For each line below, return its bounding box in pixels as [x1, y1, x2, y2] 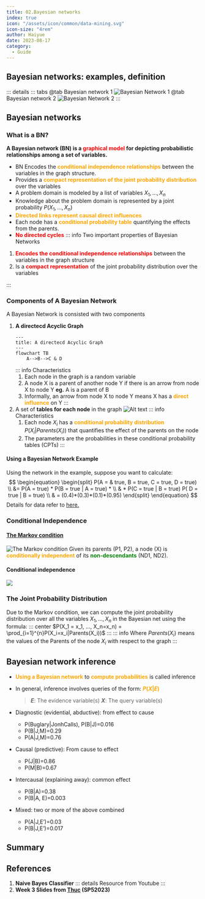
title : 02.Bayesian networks [6, 9, 81, 15]
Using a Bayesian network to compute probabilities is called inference [15, 673, 196, 680]
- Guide [12, 49, 32, 55]
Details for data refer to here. [6, 501, 80, 508]
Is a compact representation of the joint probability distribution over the [15, 262, 198, 270]
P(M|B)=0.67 [24, 764, 57, 771]
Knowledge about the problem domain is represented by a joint [15, 197, 174, 204]
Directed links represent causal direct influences [15, 211, 142, 219]
